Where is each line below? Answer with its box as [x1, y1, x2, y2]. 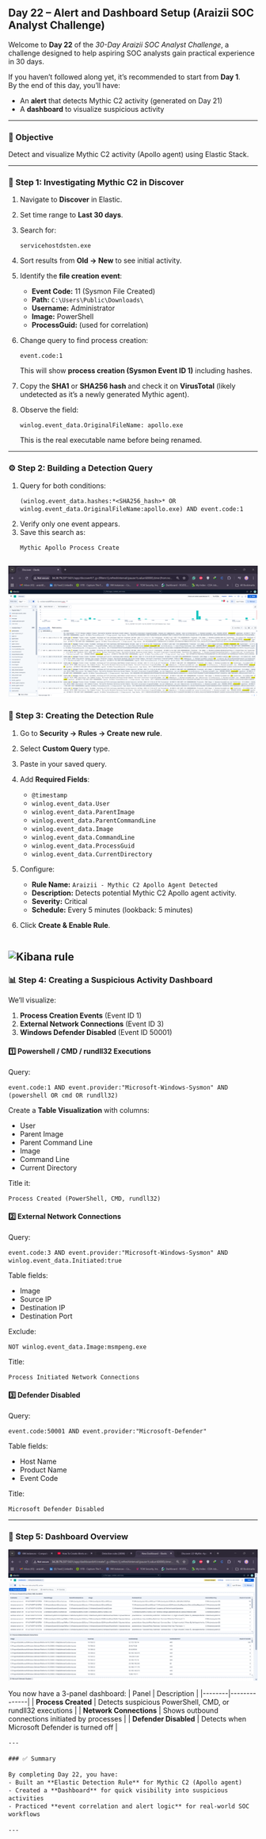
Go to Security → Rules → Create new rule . [19, 728, 162, 737]
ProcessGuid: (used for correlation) [31, 321, 149, 330]
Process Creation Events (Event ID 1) [19, 1011, 142, 1021]
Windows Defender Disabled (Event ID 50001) [19, 1028, 173, 1037]
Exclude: [8, 1326, 37, 1336]
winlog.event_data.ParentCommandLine [31, 817, 157, 825]
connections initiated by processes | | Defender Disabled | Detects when [8, 1714, 247, 1723]
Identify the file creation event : [19, 271, 123, 281]
